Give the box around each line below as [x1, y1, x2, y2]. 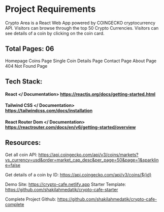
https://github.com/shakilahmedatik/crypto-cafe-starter [5, 186, 118, 192]
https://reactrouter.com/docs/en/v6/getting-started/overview [5, 124, 136, 130]
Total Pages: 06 [5, 44, 54, 53]
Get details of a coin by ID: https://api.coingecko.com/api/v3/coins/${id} [5, 171, 152, 177]
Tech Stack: [5, 78, 43, 86]
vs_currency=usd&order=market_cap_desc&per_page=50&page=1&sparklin [5, 157, 159, 163]
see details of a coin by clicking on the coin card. [5, 30, 105, 36]
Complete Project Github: [5, 196, 57, 202]
